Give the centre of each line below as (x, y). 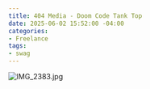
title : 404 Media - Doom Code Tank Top (75, 16)
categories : (28, 31)
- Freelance (28, 38)
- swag (19, 53)
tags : (17, 46)
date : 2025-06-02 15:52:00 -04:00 (67, 23)
